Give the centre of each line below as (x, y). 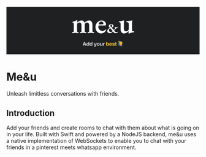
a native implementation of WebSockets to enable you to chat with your (97, 141)
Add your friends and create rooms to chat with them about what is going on (103, 128)
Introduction (31, 113)
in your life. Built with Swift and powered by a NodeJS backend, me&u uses (101, 134)
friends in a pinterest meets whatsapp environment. (71, 147)
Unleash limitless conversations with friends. (63, 94)
